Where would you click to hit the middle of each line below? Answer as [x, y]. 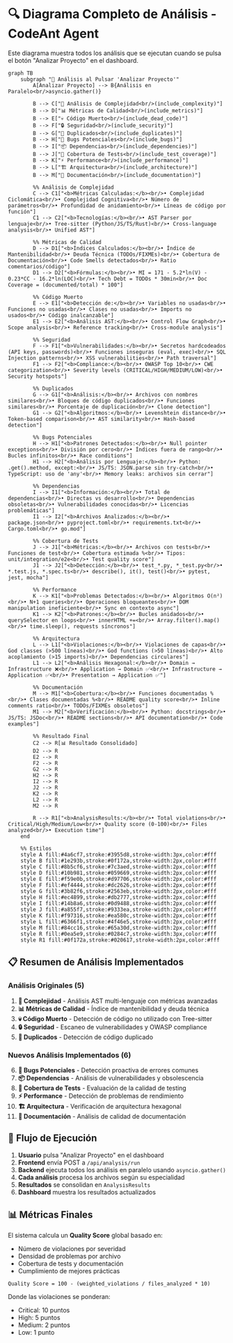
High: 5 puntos [39, 1317]
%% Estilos [36, 848]
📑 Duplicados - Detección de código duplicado [86, 1037]
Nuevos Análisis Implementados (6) [70, 1055]
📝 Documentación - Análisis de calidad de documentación [102, 1116]
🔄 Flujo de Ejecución [53, 1138]
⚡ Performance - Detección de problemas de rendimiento [101, 1096]
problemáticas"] [31, 510]
